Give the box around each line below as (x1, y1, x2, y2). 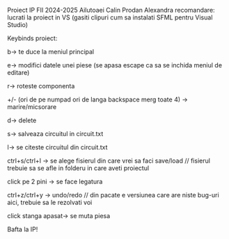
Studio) (7, 21, 29, 28)
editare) (7, 69, 30, 76)
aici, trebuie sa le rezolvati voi (7, 198, 93, 206)
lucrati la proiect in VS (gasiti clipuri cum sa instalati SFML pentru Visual (7, 13, 213, 22)
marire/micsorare (7, 103, 57, 110)
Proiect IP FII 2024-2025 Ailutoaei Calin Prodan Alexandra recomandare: (7, 6, 215, 14)
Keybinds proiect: (7, 34, 58, 42)
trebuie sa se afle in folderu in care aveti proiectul (7, 164, 150, 172)
